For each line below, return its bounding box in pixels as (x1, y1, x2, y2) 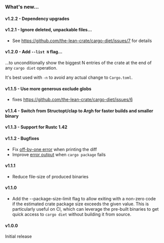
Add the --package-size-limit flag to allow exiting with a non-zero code (12, 195, 156, 201)
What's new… (5, 3, 39, 10)
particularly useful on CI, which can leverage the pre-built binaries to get (12, 206, 159, 212)
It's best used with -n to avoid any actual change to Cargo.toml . (5, 74, 133, 80)
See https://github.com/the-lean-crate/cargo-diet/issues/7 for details (12, 38, 152, 44)
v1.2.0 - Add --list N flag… (5, 49, 63, 55)
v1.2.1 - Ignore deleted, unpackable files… (5, 27, 92, 33)
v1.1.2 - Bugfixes (5, 135, 39, 141)
